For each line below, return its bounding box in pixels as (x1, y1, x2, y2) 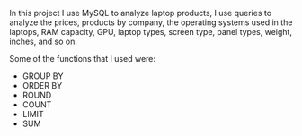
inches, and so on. (9, 36, 78, 47)
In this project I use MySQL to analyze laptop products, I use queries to (9, 8, 272, 18)
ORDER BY (22, 81, 63, 90)
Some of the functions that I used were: (9, 54, 155, 64)
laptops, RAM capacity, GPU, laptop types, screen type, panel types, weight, (9, 27, 292, 37)
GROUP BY (22, 71, 64, 81)
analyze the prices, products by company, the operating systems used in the (9, 17, 293, 28)
